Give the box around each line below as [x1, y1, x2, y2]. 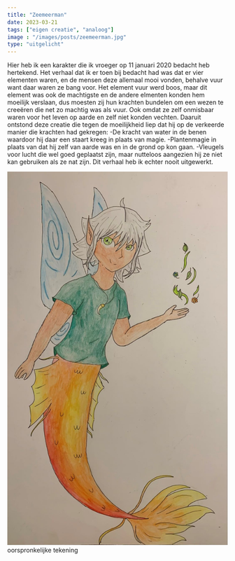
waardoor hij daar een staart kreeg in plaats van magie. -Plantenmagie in [7, 135, 217, 144]
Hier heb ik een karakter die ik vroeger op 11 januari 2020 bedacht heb [7, 61, 210, 69]
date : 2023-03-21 [7, 18, 58, 26]
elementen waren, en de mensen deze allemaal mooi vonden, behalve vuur [7, 76, 224, 84]
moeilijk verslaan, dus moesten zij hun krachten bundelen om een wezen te [7, 98, 224, 106]
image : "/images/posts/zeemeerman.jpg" [7, 34, 127, 41]
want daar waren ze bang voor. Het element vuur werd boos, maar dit [7, 83, 208, 92]
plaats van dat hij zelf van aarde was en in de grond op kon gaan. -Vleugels [7, 143, 225, 151]
